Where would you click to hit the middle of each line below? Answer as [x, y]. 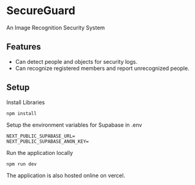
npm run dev [21, 164]
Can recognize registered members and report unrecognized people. [102, 68]
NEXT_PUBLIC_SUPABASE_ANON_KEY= [48, 142]
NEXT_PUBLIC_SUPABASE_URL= [41, 136]
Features [24, 47]
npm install [21, 113]
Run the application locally [40, 153]
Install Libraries [26, 102]
